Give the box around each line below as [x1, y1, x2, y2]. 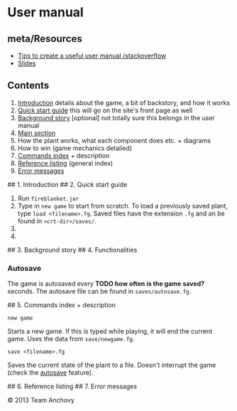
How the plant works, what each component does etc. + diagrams [17, 136, 211, 144]
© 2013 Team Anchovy [7, 396, 75, 405]
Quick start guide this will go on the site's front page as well [17, 106, 193, 114]
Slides [17, 59, 36, 68]
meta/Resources [7, 33, 83, 45]
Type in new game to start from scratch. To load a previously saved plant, [17, 201, 228, 210]
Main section [17, 129, 56, 137]
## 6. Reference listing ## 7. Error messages [7, 382, 137, 391]
